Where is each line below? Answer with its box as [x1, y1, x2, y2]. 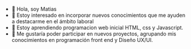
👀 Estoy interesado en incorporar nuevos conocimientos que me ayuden [11, 12, 186, 19]
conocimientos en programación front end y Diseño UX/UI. [11, 37, 153, 43]
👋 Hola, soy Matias [11, 6, 57, 12]
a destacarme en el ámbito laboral [11, 18, 94, 24]
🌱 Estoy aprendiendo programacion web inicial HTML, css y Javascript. [11, 24, 183, 31]
